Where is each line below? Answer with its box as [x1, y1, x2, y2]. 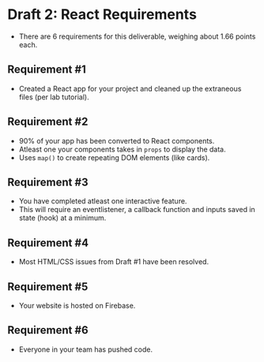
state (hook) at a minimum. [18, 213, 107, 222]
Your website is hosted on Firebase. [18, 301, 136, 310]
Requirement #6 [7, 323, 89, 337]
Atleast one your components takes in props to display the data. [18, 144, 226, 154]
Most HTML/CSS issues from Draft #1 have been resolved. [18, 257, 209, 267]
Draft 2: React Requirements [7, 6, 197, 24]
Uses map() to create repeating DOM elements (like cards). [18, 152, 210, 162]
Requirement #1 [7, 63, 86, 77]
